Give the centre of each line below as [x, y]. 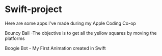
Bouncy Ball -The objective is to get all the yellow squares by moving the [81, 33]
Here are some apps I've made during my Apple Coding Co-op [70, 23]
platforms [15, 38]
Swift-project [33, 9]
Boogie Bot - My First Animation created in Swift [55, 48]
